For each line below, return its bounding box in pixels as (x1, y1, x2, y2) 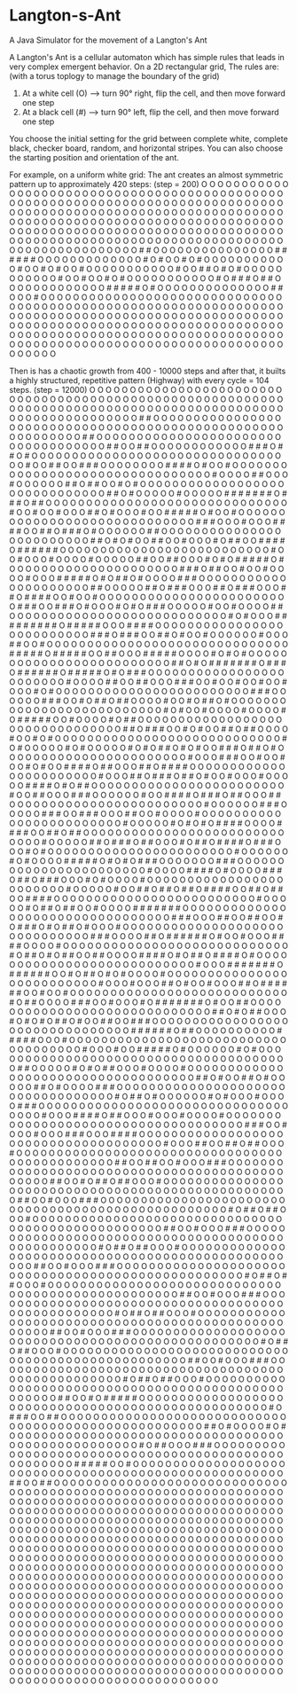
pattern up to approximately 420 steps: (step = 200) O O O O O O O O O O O (9, 178, 289, 189)
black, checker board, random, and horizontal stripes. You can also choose (9, 143, 284, 153)
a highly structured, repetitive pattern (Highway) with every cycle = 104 (9, 374, 270, 386)
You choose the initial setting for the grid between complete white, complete (9, 133, 288, 144)
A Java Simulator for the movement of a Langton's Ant (9, 35, 207, 45)
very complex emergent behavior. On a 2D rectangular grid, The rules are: (9, 61, 279, 72)
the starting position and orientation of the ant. (9, 152, 180, 162)
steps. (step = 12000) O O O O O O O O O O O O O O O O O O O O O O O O (9, 384, 282, 395)
